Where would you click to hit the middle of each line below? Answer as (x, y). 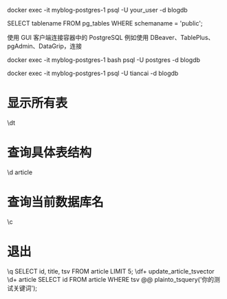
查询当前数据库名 (56, 202)
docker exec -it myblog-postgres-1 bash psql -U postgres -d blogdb (104, 60)
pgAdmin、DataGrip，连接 (45, 46)
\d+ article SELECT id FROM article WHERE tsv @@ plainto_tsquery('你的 (111, 279)
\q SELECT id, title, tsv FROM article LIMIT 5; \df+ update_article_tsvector (111, 271)
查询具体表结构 (50, 153)
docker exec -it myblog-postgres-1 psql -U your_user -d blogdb (97, 10)
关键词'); (25, 288)
